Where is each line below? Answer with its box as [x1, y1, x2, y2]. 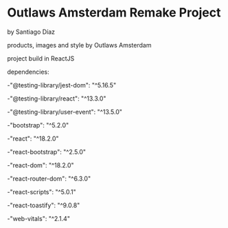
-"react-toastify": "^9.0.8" [7, 201, 80, 209]
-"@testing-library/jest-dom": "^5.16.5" [7, 81, 117, 89]
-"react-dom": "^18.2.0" [7, 160, 74, 169]
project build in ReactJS [7, 54, 75, 63]
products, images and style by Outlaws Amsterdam [7, 41, 152, 49]
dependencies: [7, 68, 49, 76]
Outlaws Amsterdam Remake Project [7, 5, 221, 21]
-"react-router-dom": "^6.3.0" [7, 174, 91, 183]
